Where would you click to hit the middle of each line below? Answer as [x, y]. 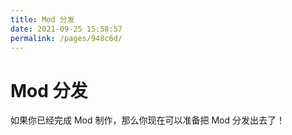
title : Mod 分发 [42, 19]
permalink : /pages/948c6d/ [66, 38]
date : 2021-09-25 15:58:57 [66, 29]
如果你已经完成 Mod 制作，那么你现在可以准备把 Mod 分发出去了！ [147, 120]
